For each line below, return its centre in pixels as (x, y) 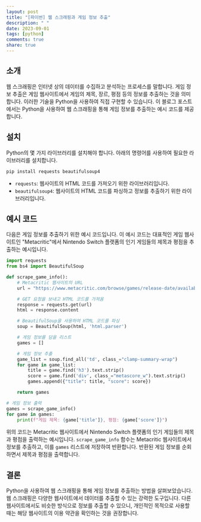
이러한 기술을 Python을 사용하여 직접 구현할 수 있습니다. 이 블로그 (100, 101)
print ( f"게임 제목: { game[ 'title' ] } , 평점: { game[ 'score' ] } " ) (92, 420)
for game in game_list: (47, 365)
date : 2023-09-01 (28, 28)
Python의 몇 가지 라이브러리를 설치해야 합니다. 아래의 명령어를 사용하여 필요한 (97, 153)
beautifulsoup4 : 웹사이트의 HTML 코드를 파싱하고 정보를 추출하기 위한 (98, 191)
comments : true (25, 40)
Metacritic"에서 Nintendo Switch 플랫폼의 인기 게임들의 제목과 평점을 (106, 242)
